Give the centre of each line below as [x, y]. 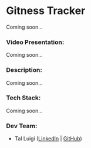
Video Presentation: [35, 42]
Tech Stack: [23, 98]
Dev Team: [22, 126]
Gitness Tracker [46, 11]
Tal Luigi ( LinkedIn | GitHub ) [48, 139]
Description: [24, 70]
